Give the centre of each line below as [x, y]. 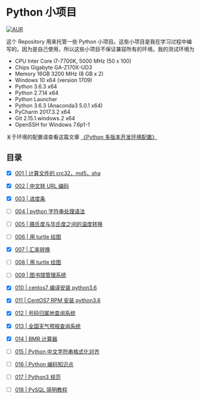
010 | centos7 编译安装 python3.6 [56, 288]
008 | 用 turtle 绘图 [38, 262]
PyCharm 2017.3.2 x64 [42, 112]
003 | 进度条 [30, 199]
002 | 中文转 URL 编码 [42, 185]
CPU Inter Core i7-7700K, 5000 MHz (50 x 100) [73, 61]
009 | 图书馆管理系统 [41, 275]
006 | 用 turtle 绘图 [38, 237]
